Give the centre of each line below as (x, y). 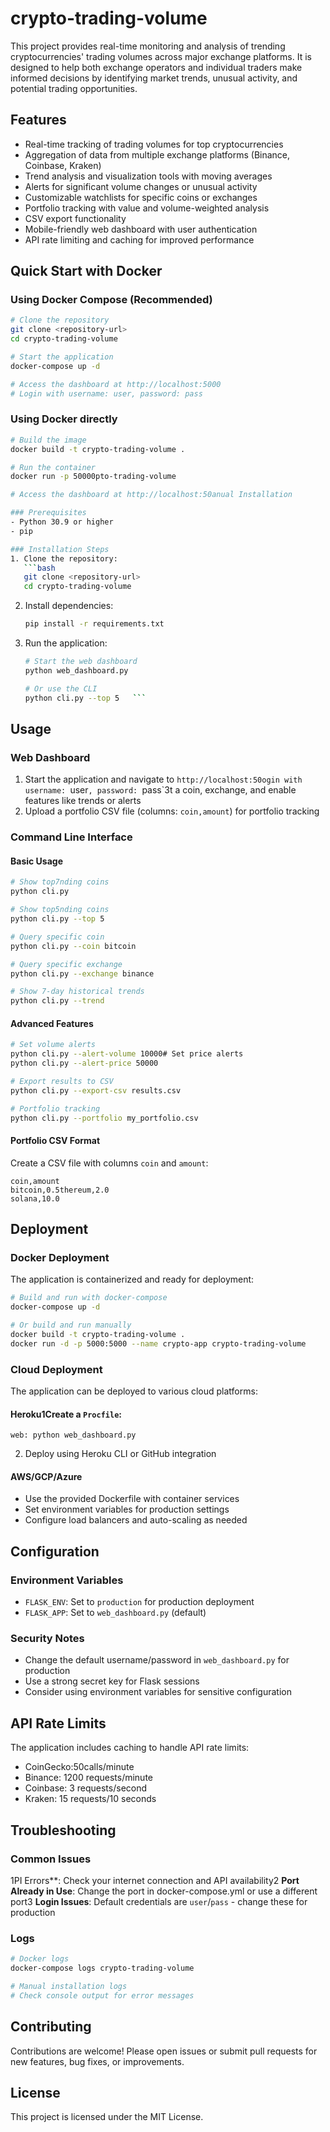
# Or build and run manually (71, 1325)
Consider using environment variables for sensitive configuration (158, 1692)
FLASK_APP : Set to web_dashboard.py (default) (115, 1613)
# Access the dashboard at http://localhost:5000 (116, 384)
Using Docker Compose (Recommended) (111, 300)
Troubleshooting (63, 1830)
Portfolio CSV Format (55, 1141)
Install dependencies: (69, 606)
